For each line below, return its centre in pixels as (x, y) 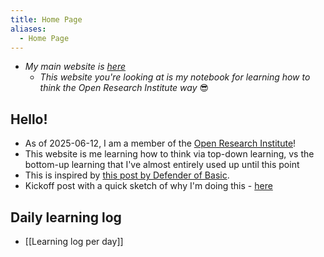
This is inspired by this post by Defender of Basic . (127, 175)
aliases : (28, 29)
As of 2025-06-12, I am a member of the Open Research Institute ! (160, 143)
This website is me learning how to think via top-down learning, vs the (169, 154)
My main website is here (75, 67)
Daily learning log (66, 217)
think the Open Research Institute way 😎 (124, 88)
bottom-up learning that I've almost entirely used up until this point (162, 165)
